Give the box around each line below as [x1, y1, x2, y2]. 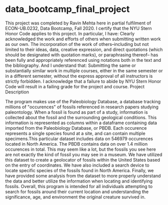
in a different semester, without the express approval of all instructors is [5, 73, 153, 79]
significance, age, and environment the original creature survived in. [5, 194, 146, 200]
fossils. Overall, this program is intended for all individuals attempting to [5, 183, 153, 189]
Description [5, 89, 29, 95]
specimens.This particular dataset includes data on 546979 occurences [5, 136, 153, 142]
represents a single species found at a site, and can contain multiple [5, 130, 146, 136]
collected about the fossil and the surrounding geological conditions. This [5, 114, 157, 120]
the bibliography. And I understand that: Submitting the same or [5, 62, 136, 68]
